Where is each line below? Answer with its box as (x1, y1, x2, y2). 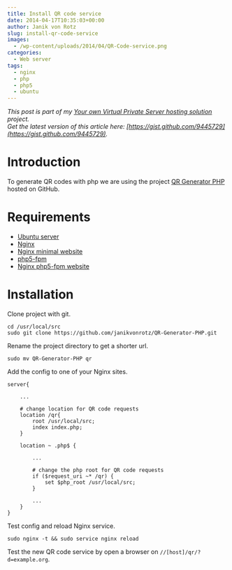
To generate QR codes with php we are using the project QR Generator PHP (7, 178, 225, 186)
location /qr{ (20, 411, 61, 418)
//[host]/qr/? (159, 548, 201, 556)
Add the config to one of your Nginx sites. (7, 367, 128, 376)
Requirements (7, 209, 91, 225)
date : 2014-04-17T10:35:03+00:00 (7, 17, 105, 24)
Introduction (7, 155, 81, 170)
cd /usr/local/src (7, 323, 61, 330)
